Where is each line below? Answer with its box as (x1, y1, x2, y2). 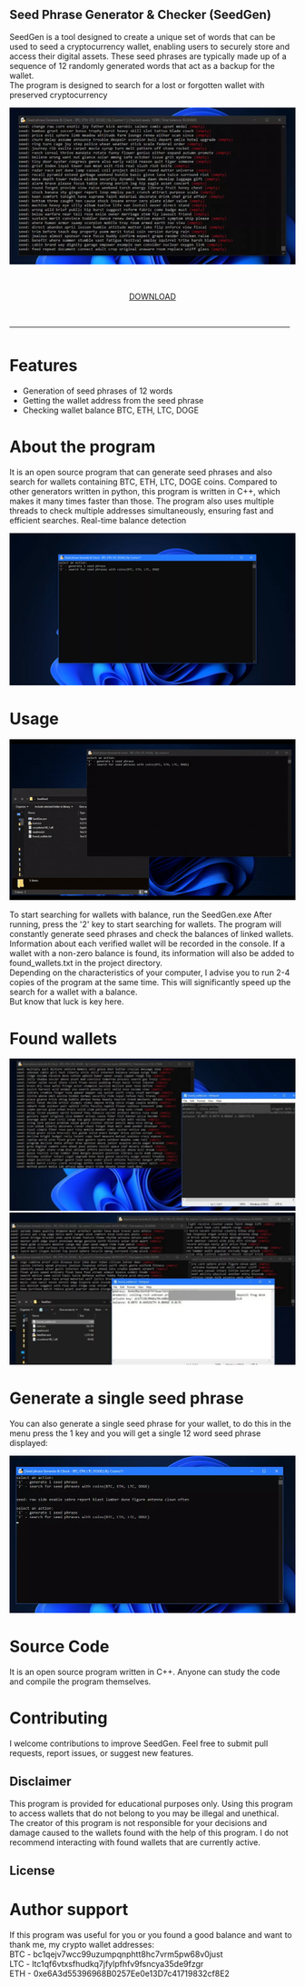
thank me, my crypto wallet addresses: (9, 1939, 154, 1950)
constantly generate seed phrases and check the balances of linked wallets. (9, 929, 294, 940)
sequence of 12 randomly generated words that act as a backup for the (9, 60, 275, 71)
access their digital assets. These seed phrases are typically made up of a (9, 50, 288, 62)
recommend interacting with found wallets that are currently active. (9, 1836, 261, 1848)
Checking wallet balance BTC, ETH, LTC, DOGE (22, 404, 200, 415)
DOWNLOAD (128, 291, 177, 303)
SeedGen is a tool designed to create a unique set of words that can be (9, 31, 276, 42)
